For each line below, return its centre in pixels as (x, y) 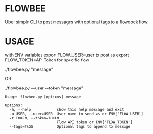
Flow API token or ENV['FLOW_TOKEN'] (95, 122)
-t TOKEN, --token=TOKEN (34, 118)
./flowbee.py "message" (29, 69)
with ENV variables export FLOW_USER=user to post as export (67, 55)
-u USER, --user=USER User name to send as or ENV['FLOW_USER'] (76, 114)
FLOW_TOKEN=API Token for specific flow (47, 60)
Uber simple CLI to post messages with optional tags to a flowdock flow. (77, 22)
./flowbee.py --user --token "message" (44, 88)
